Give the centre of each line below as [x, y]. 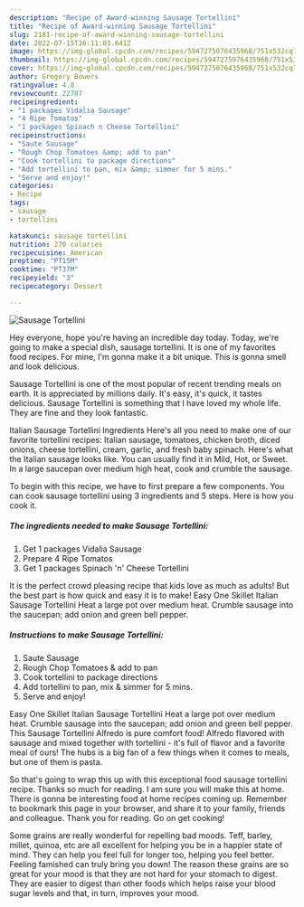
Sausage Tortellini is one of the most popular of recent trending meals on [146, 383]
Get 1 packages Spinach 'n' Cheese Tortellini [106, 568]
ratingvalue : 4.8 [42, 85]
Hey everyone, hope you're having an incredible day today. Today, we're [144, 337]
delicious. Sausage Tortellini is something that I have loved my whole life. [145, 402]
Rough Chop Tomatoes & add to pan [90, 667]
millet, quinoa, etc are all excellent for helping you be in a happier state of [146, 845]
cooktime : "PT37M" [44, 269]
